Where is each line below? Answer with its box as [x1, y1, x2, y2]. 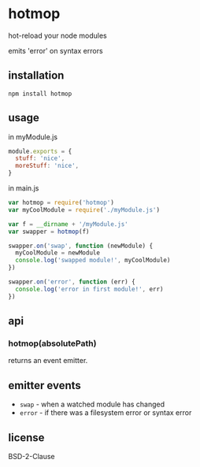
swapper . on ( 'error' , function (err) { [8, 278, 135, 286]
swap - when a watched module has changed [19, 399, 165, 410]
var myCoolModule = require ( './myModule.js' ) [8, 206, 160, 213]
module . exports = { [8, 147, 72, 155]
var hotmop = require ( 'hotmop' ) [8, 198, 114, 207]
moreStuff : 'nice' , [15, 162, 80, 170]
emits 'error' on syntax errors [8, 46, 104, 55]
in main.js [8, 183, 39, 193]
